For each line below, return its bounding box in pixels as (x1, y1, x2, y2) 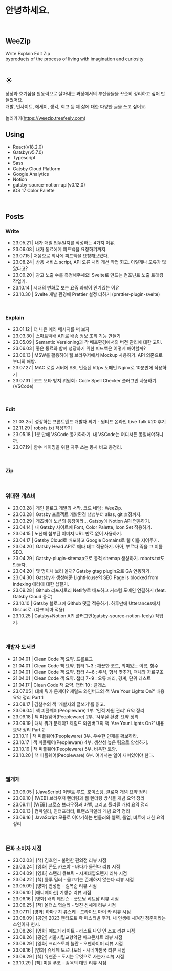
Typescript (12, 155, 36, 161)
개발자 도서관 (5, 644, 36, 651)
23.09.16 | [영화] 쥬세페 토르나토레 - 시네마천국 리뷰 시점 (12, 947, 126, 953)
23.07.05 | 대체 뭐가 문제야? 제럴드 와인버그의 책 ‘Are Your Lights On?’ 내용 (12, 688, 165, 694)
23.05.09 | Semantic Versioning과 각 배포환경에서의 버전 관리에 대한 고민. (12, 339, 162, 345)
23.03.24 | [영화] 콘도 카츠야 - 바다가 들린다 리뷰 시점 (12, 864, 120, 870)
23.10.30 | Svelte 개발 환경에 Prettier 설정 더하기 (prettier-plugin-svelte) (12, 291, 160, 297)
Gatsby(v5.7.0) (12, 149, 44, 155)
